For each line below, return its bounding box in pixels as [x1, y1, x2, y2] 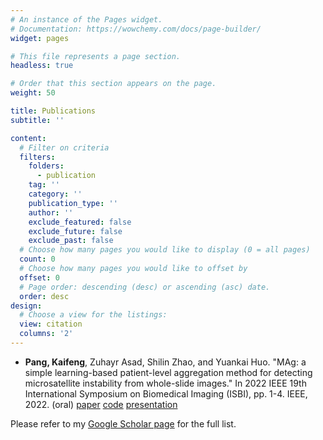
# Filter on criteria [19, 142, 110, 153]
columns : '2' [19, 329, 74, 339]
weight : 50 [10, 88, 56, 98]
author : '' [28, 207, 74, 218]
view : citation [19, 319, 83, 330]
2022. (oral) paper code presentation [24, 398, 178, 410]
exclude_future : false [28, 226, 123, 236]
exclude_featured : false [28, 217, 132, 227]
